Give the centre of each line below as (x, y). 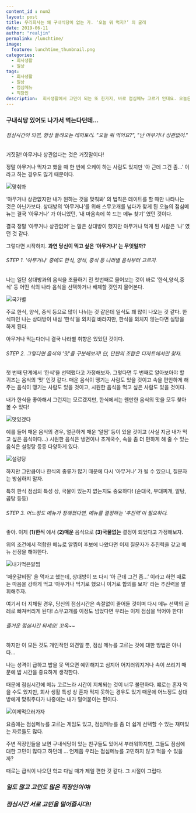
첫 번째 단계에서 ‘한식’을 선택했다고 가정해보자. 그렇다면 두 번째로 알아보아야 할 (95, 373)
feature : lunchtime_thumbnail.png (53, 50)
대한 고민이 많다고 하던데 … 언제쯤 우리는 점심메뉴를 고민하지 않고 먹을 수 (89, 751)
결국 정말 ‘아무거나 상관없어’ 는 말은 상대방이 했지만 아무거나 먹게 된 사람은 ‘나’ (95, 226)
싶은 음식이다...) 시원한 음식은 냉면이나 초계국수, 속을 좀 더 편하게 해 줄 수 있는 (101, 439)
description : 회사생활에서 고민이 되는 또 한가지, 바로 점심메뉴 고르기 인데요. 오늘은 (99, 98)
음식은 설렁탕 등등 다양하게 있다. (43, 447)
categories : (20, 55)
